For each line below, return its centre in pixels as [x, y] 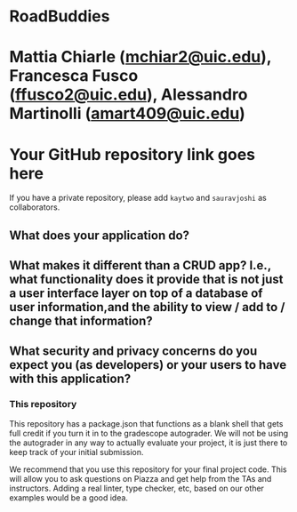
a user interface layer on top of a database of [136, 294]
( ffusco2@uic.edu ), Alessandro [128, 95]
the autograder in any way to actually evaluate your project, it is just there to [148, 443]
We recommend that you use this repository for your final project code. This [148, 469]
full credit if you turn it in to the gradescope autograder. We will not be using [149, 433]
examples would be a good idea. [69, 497]
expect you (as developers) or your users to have [148, 365]
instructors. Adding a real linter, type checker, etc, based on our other [137, 488]
